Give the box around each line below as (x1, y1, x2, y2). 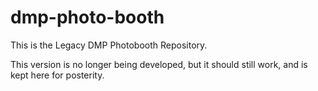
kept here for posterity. (10, 69, 105, 81)
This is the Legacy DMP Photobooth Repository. (10, 39, 208, 51)
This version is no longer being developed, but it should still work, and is (10, 58, 308, 70)
